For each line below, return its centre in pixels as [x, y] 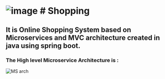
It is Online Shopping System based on [69, 30]
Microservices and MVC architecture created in [83, 37]
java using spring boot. [43, 46]
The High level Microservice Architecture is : [62, 60]
